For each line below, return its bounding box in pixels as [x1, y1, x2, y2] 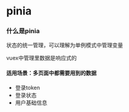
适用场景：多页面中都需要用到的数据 [6, 69, 97, 76]
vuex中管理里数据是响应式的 [6, 54, 77, 61]
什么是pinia [6, 27, 40, 36]
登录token [15, 84, 41, 91]
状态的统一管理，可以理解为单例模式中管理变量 [6, 42, 123, 49]
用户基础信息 [15, 99, 47, 106]
